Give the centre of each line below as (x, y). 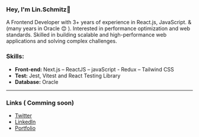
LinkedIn (25, 122)
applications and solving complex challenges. (62, 41)
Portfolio (25, 128)
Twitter (23, 115)
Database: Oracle (36, 81)
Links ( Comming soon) (40, 103)
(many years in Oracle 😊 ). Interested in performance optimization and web (98, 28)
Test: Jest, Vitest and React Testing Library (68, 76)
